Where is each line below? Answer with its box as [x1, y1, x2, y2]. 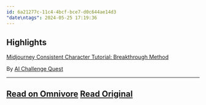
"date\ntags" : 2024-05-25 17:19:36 [6, 15, 97, 21]
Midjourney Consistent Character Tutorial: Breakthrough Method [6, 53, 169, 61]
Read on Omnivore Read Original [6, 89, 133, 99]
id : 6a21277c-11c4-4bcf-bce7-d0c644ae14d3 [6, 9, 116, 15]
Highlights [6, 37, 47, 48]
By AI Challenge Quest [6, 65, 63, 73]
